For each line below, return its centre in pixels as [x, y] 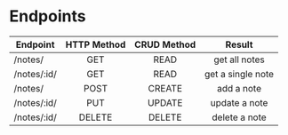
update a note [239, 102]
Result [239, 44]
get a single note [239, 74]
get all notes [239, 60]
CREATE [165, 88]
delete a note [239, 117]
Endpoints [48, 16]
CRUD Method [165, 44]
